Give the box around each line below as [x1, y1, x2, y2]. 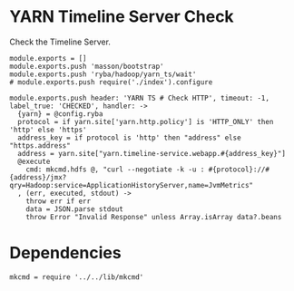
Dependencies [9, 243, 122, 264]
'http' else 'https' [9, 125, 88, 134]
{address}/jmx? [9, 172, 67, 182]
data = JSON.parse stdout [25, 204, 124, 214]
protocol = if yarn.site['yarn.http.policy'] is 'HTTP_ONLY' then [17, 117, 274, 126]
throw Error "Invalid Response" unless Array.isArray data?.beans [25, 212, 282, 221]
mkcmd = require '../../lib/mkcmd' [9, 272, 144, 282]
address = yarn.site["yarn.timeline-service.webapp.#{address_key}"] [17, 149, 286, 158]
